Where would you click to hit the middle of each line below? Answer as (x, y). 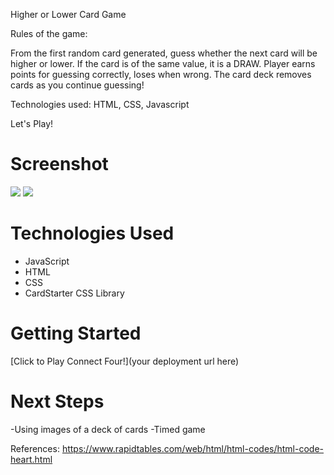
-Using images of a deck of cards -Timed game (108, 429)
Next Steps (57, 401)
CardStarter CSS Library (74, 293)
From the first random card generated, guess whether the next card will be (164, 53)
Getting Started (76, 333)
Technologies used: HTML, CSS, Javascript (100, 104)
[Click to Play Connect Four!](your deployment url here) (125, 361)
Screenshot (59, 164)
